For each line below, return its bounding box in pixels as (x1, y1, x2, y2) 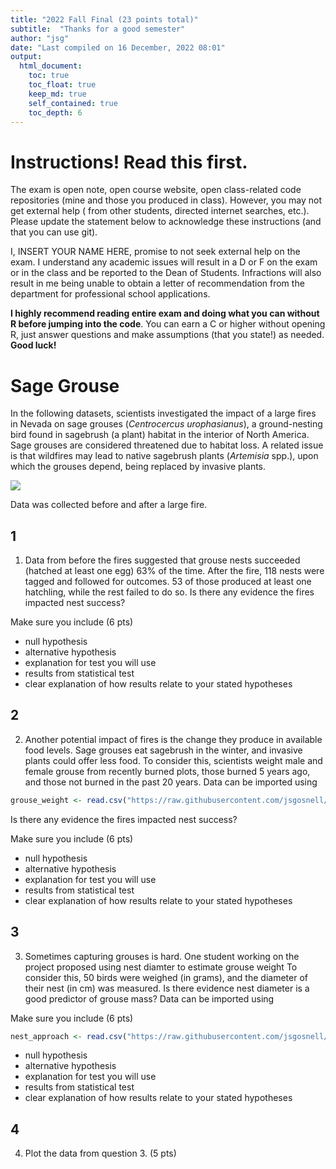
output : (10, 52, 43, 62)
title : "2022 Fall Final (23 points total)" (10, 14, 199, 25)
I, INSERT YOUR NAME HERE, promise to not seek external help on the (10, 246, 301, 258)
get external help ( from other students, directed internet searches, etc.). (10, 205, 310, 217)
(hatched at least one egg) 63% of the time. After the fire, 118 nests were (24, 565, 325, 577)
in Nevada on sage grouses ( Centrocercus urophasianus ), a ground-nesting (10, 418, 323, 430)
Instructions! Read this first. (10, 151, 248, 173)
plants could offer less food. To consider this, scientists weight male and (24, 754, 323, 766)
